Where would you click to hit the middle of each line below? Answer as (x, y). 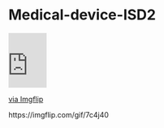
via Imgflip (26, 99)
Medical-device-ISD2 (82, 15)
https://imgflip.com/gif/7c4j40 (59, 114)
